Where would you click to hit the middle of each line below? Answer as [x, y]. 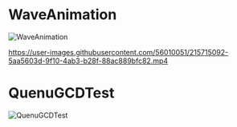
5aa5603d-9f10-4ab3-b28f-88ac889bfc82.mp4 [88, 61]
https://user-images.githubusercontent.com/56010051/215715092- [118, 52]
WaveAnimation [63, 15]
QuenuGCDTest [61, 93]
